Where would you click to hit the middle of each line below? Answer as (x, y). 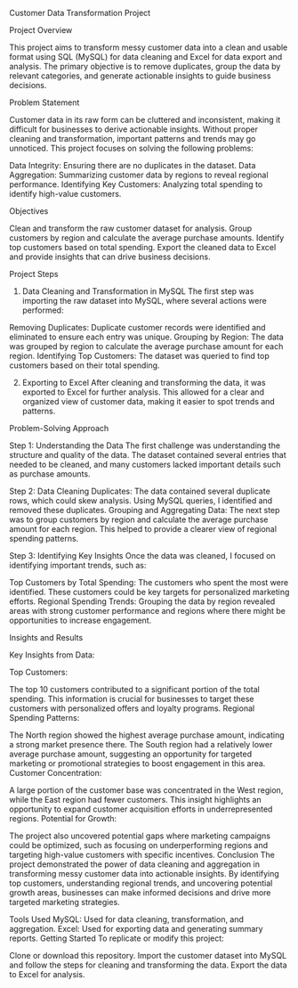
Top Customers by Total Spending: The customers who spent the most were (149, 582)
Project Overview (41, 30)
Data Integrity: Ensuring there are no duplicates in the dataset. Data (133, 165)
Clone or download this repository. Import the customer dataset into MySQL (148, 955)
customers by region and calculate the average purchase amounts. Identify (147, 238)
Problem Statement (44, 102)
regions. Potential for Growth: (63, 818)
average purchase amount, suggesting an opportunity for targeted (131, 754)
